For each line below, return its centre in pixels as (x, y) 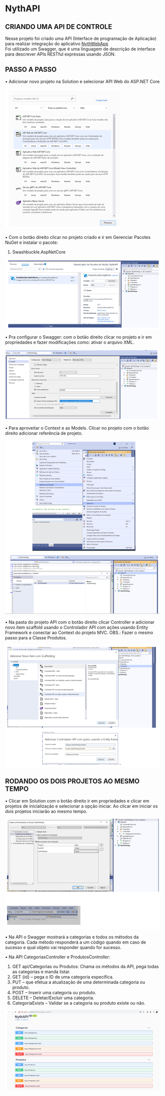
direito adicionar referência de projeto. (44, 433)
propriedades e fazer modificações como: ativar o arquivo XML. (70, 343)
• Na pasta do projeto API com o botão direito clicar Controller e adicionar (80, 622)
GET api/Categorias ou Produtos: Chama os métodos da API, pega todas (85, 966)
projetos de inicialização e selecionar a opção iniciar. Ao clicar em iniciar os (82, 806)
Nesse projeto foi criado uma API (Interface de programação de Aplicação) (81, 38)
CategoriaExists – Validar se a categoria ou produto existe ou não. (79, 1003)
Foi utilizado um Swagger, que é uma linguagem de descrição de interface (80, 49)
